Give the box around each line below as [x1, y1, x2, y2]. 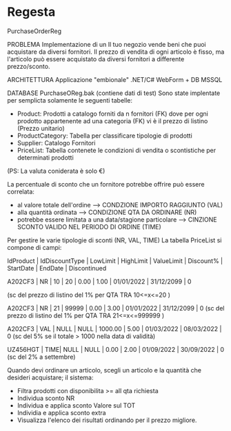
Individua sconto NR [17, 394, 75, 402]
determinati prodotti [17, 153, 74, 162]
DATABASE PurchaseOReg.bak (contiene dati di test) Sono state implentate [7, 89, 221, 97]
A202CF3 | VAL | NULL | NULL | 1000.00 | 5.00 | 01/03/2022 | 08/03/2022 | [7, 324, 222, 333]
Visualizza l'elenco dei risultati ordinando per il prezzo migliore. [17, 416, 197, 424]
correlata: [7, 187, 34, 196]
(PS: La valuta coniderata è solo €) [7, 167, 106, 175]
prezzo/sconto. [7, 62, 50, 70]
